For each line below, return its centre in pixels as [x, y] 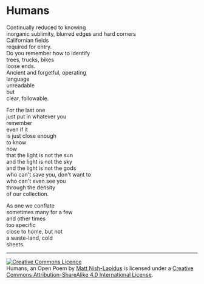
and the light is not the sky [39, 161]
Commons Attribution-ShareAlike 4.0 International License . [80, 274]
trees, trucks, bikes [30, 59]
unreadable [21, 85]
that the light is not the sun [40, 155]
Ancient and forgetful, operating [46, 72]
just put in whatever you [36, 117]
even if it [17, 129]
